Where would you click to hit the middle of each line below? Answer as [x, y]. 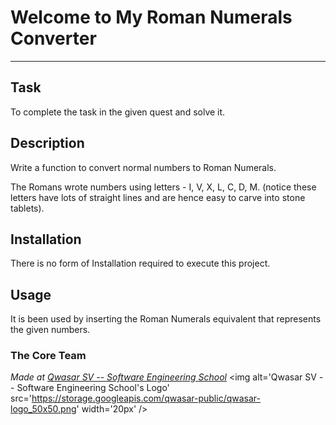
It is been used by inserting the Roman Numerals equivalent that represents [166, 319]
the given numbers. [50, 330]
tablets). [27, 208]
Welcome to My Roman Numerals [151, 17]
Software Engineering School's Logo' [93, 388]
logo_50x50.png [43, 409]
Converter [53, 38]
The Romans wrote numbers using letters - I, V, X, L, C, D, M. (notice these [163, 187]
